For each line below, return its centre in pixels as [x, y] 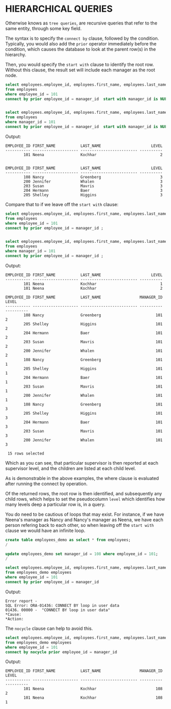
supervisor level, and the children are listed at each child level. [71, 468]
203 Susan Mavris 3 [93, 186]
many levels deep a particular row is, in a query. [55, 504]
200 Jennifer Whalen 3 [93, 182]
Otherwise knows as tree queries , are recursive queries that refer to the [81, 23]
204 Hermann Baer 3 [93, 190]
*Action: [15, 619]
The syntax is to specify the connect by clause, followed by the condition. [82, 38]
